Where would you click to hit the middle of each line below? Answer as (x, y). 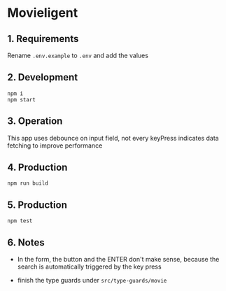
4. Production (37, 168)
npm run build (28, 183)
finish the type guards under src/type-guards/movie (92, 281)
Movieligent (43, 13)
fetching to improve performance (55, 145)
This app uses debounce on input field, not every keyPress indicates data (113, 138)
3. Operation (35, 121)
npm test (20, 221)
